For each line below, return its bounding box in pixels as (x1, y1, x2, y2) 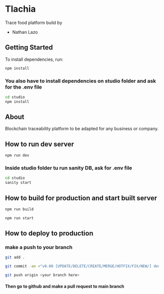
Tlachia (5, 3, 36, 15)
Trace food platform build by (5, 20, 62, 25)
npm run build (5, 207, 34, 212)
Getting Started (5, 43, 53, 52)
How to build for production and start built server (5, 194, 157, 202)
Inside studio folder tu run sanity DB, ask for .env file (5, 165, 133, 171)
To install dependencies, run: (5, 56, 63, 62)
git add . (5, 255, 25, 260)
